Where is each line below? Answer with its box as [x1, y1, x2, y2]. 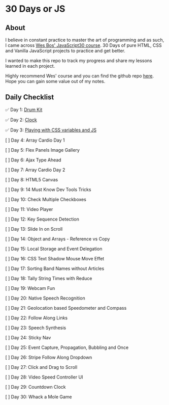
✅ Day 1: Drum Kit [5, 106, 43, 113]
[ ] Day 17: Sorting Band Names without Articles [5, 265, 105, 272]
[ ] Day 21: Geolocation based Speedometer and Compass [5, 305, 127, 311]
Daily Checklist [5, 93, 54, 102]
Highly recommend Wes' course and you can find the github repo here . [5, 73, 154, 79]
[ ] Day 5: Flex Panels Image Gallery [5, 147, 80, 153]
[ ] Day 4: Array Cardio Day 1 [5, 137, 65, 143]
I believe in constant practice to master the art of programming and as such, [5, 37, 164, 43]
